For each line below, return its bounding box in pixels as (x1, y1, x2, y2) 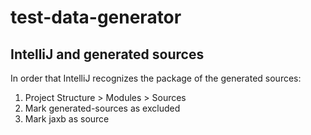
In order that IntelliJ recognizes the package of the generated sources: (10, 72, 302, 84)
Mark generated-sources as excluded (24, 102, 181, 114)
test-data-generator (10, 6, 182, 29)
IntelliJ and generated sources (10, 46, 205, 63)
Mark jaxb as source (24, 113, 110, 125)
